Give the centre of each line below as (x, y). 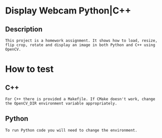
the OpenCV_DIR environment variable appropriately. (61, 103)
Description (24, 29)
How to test (29, 69)
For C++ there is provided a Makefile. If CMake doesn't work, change (80, 99)
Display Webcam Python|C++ (68, 11)
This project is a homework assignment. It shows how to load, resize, (81, 40)
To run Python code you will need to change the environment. (71, 130)
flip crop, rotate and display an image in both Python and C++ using (80, 45)
